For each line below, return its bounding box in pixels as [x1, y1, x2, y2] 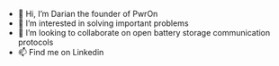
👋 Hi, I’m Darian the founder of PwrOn [17, 9, 158, 19]
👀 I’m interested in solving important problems [17, 18, 189, 29]
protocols [17, 37, 54, 47]
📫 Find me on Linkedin [17, 47, 104, 57]
